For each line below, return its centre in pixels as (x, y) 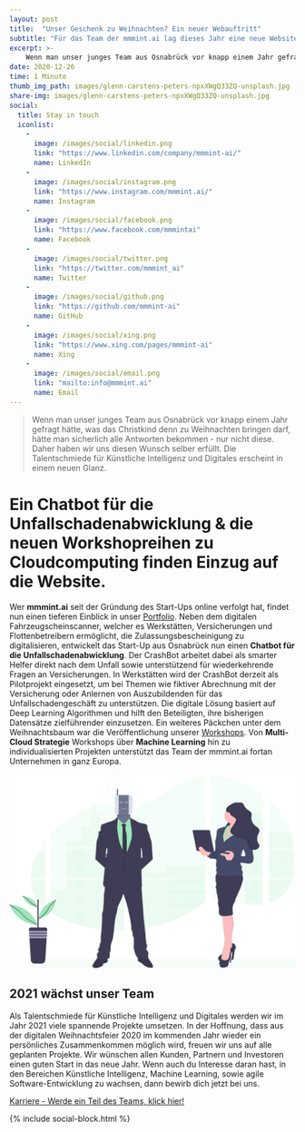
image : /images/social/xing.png (94, 335)
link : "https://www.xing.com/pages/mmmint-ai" (123, 345)
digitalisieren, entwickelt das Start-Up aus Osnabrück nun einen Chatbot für (152, 645)
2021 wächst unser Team (82, 994)
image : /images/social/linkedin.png (103, 144)
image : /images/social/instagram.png (105, 182)
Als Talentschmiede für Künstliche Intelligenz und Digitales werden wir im (147, 1016)
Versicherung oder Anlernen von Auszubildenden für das (116, 694)
